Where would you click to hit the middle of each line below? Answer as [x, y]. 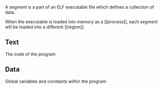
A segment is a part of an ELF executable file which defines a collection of [80, 7]
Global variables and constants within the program [56, 81]
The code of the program [30, 54]
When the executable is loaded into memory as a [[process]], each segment [81, 22]
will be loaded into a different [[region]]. [45, 27]
